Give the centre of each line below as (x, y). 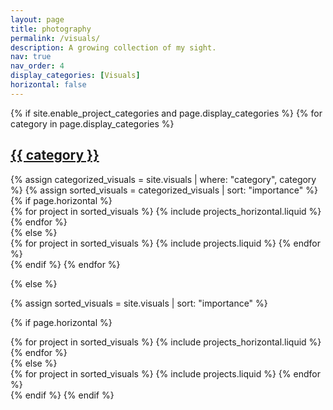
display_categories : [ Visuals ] (75, 76)
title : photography (51, 29)
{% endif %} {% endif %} (62, 395)
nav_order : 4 (37, 66)
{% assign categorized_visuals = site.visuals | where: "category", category (163, 179)
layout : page (37, 19)
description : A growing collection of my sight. (113, 47)
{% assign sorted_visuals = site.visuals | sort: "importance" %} (139, 303)
